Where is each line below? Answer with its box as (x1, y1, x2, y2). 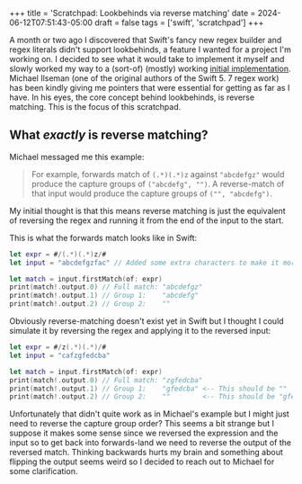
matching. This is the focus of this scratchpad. (9, 102, 182, 112)
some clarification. (9, 466, 78, 477)
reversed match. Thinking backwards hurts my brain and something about (9, 447, 283, 458)
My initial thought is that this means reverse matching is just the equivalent (9, 205, 286, 216)
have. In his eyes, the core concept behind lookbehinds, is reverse (9, 92, 254, 103)
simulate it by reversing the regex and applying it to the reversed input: (9, 326, 271, 336)
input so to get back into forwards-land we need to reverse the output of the (9, 437, 292, 448)
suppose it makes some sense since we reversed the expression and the (9, 427, 279, 439)
